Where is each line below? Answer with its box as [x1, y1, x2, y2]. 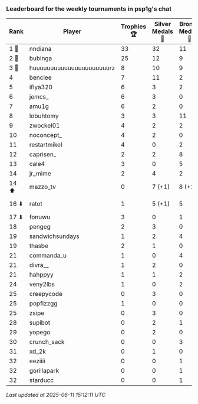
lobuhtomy [29, 112, 59, 120]
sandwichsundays [29, 232, 80, 240]
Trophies [120, 22, 147, 31]
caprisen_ [29, 150, 57, 158]
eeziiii [29, 357, 45, 365]
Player [62, 27, 81, 35]
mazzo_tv [29, 183, 56, 191]
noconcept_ [29, 131, 62, 139]
